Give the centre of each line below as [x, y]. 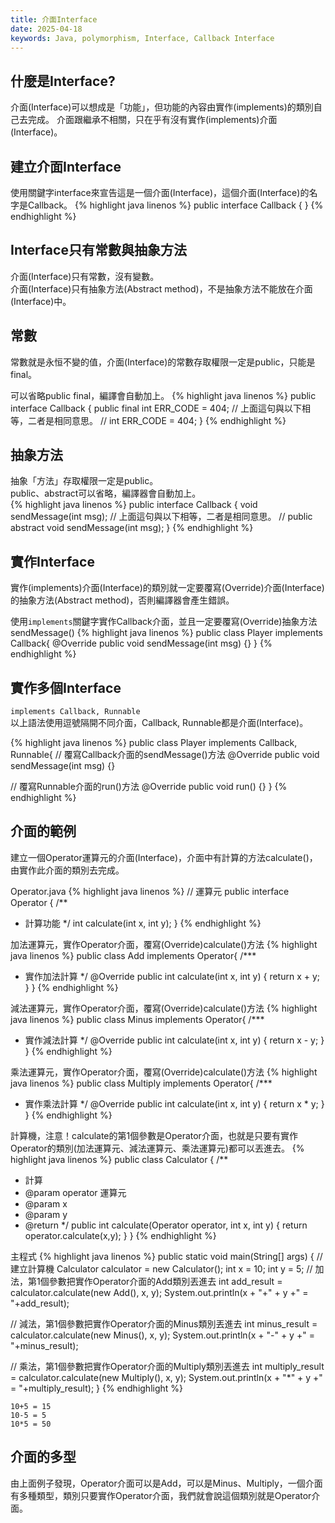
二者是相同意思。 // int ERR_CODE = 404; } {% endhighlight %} [157, 420]
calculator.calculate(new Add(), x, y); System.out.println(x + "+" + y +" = [159, 1292]
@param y [46, 1214]
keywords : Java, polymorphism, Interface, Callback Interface [142, 38]
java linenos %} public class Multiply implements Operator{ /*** [141, 1083]
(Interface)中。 [41, 301]
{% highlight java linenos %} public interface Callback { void [134, 505]
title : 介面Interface [54, 19]
